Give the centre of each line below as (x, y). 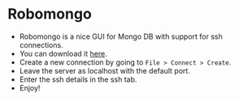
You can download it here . (63, 53)
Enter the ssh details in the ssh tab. (78, 79)
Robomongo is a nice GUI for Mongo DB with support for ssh (121, 36)
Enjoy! (30, 88)
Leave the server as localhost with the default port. (104, 70)
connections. (41, 44)
